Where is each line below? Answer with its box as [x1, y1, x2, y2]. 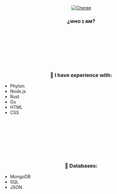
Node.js [9, 88, 26, 94]
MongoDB [9, 173, 31, 179]
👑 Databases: [64, 162, 98, 169]
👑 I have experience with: [50, 71, 113, 78]
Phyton [9, 82, 25, 89]
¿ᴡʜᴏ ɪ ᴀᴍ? [67, 17, 96, 24]
